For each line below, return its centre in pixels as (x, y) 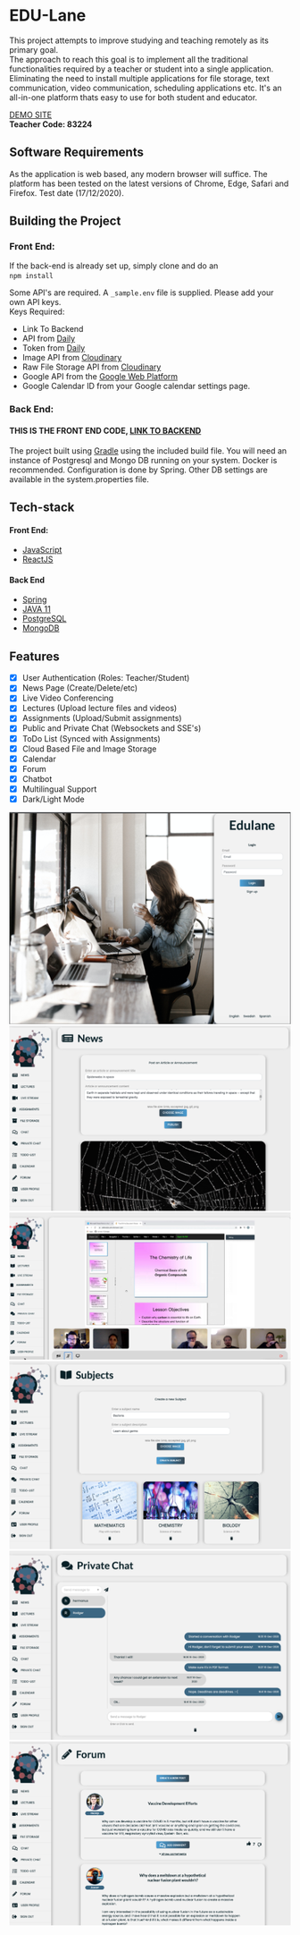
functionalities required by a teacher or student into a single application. (142, 69)
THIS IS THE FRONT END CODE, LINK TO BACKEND (105, 430)
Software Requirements (77, 153)
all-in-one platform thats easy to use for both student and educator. (133, 97)
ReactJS (37, 559)
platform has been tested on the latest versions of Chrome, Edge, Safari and (149, 183)
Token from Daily (54, 348)
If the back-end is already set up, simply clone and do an (114, 266)
